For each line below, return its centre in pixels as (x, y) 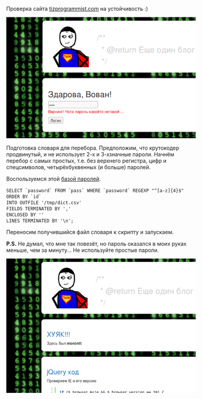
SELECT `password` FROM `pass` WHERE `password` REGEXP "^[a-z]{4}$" (95, 191)
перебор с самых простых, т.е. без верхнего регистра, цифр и (87, 161)
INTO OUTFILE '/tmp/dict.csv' (44, 203)
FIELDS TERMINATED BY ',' (38, 209)
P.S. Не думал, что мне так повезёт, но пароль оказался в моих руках (96, 244)
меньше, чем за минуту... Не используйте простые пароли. (83, 251)
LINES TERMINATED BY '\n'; (40, 221)
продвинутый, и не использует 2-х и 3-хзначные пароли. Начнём (90, 155)
